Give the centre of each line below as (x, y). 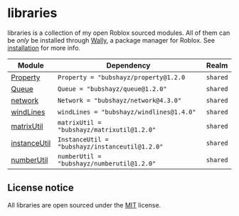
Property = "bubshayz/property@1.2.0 (121, 77)
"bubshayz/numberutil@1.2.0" (107, 163)
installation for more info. (44, 48)
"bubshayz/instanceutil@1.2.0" (110, 146)
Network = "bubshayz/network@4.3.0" (119, 100)
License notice (41, 188)
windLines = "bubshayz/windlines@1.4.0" (127, 112)
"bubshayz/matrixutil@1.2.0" (107, 130)
